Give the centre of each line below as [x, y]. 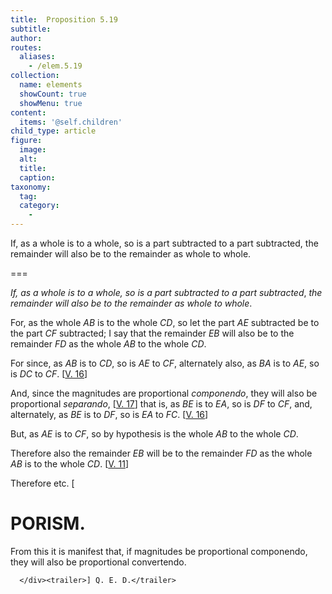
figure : [26, 141]
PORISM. [48, 523]
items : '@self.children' [71, 122]
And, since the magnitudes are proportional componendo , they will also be [164, 393]
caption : [37, 177]
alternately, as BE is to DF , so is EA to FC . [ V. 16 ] [109, 414]
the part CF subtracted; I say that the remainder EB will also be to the [152, 333]
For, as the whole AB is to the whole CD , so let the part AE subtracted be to [165, 322]
